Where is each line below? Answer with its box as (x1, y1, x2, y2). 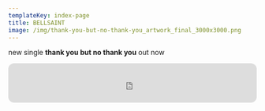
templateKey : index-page (8, 11, 90, 20)
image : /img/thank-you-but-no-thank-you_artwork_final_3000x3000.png (8, 26, 242, 34)
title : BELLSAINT (8, 19, 65, 27)
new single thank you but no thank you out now (8, 48, 165, 57)
